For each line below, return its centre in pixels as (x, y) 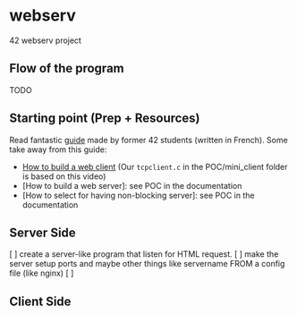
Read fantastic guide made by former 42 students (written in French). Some (148, 140)
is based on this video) (64, 176)
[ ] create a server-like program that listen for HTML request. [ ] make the (144, 254)
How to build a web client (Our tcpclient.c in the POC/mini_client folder (155, 166)
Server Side (42, 232)
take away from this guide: (58, 149)
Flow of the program (67, 68)
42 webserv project (46, 40)
